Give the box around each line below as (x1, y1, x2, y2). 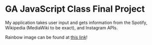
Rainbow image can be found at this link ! (5, 34, 88, 40)
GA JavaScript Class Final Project (5, 3, 145, 15)
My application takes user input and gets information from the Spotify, (5, 20, 148, 25)
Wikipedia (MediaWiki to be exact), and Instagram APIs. (5, 24, 118, 30)
